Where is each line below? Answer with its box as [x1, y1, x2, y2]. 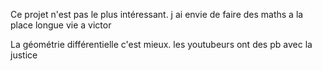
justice [10, 49, 38, 61]
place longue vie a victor [10, 19, 112, 31]
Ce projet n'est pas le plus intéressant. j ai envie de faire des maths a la [10, 9, 304, 20]
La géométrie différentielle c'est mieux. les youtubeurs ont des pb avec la [10, 39, 313, 50]
